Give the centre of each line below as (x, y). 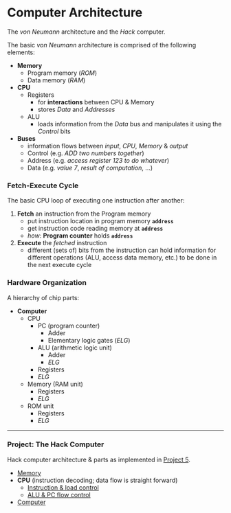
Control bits (54, 131)
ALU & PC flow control (59, 494)
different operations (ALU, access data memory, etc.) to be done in (122, 258)
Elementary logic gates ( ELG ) (89, 340)
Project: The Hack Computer (56, 444)
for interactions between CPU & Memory (96, 102)
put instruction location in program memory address (100, 221)
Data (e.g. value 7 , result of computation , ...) (90, 168)
